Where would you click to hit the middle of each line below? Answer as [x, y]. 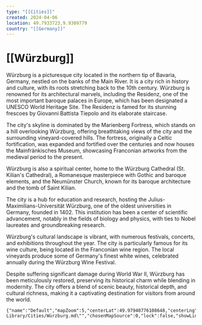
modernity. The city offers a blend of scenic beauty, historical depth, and [96, 287]
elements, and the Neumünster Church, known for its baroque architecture [99, 182]
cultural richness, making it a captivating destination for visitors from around [101, 293]
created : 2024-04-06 [32, 17]
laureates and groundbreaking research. [56, 225]
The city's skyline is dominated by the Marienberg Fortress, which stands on [101, 125]
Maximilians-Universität [35, 206]
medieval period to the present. [45, 157]
